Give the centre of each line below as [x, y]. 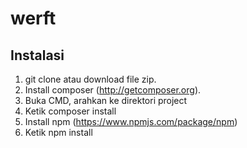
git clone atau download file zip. [90, 79]
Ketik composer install [70, 111]
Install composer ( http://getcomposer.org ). [113, 90]
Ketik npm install [58, 132]
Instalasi [37, 55]
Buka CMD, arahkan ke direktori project [106, 100]
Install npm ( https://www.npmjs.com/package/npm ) [131, 121]
